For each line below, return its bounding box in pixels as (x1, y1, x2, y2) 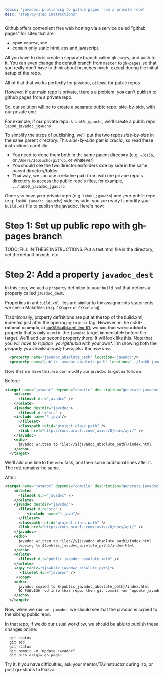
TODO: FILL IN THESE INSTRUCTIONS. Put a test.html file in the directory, (5, 246, 154, 252)
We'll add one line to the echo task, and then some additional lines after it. (5, 460, 152, 466)
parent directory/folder (12, 167, 58, 174)
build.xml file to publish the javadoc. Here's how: (5, 203, 104, 209)
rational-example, (5, 325, 41, 330)
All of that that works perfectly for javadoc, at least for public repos (5, 79, 140, 86)
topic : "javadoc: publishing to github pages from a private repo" (5, 7, 145, 12)
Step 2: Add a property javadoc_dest (5, 269, 154, 280)
